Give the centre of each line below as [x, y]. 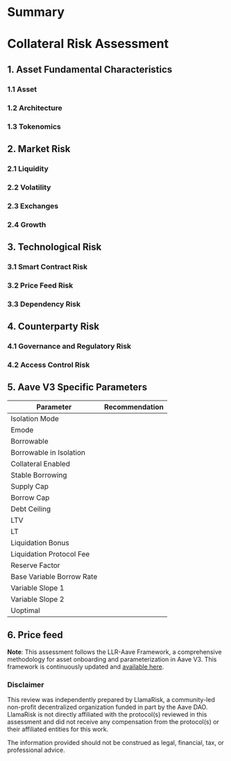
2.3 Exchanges [33, 206]
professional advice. [36, 750]
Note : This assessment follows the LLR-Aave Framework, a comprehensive [114, 652]
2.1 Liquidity [28, 169]
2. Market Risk [39, 149]
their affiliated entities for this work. [58, 729]
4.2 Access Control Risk [49, 365]
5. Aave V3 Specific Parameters [77, 387]
